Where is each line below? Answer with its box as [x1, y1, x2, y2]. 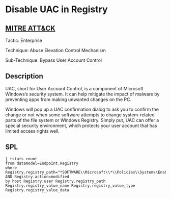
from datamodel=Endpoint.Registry [5, 161, 79, 166]
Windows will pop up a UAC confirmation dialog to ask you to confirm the [5, 106, 159, 112]
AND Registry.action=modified [5, 174, 70, 179]
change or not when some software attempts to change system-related [5, 111, 155, 118]
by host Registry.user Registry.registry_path [5, 179, 106, 184]
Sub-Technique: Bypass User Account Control [5, 57, 102, 63]
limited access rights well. [5, 128, 60, 134]
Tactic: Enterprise [5, 37, 42, 43]
